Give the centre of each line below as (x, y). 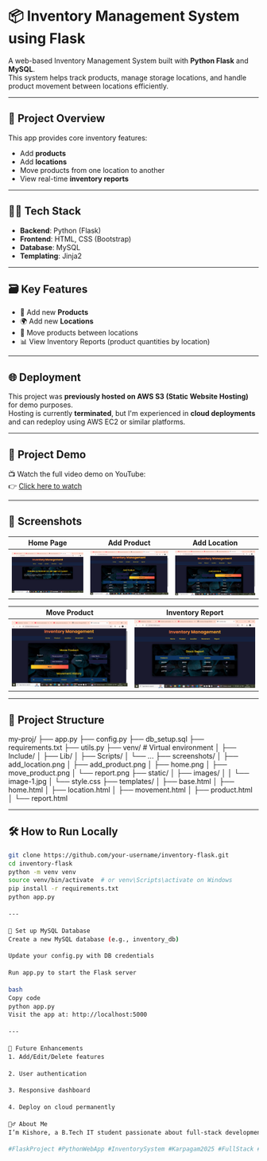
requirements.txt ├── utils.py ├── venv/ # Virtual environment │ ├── (122, 747)
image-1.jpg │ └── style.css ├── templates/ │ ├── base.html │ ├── (121, 781)
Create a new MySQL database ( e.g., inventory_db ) (94, 939)
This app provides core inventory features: (78, 138)
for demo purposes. (41, 405)
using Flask (47, 39)
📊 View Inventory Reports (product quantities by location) (115, 342)
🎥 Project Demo (47, 455)
